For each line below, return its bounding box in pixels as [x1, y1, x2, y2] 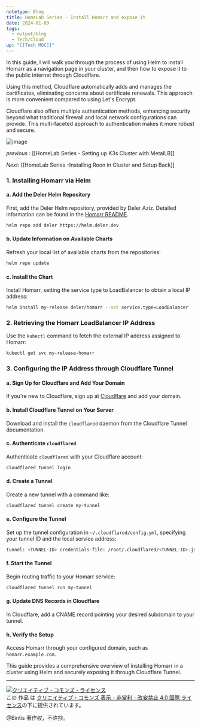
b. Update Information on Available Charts [6, 235, 113, 243]
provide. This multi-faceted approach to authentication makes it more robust [6, 120, 194, 127]
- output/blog [11, 31, 47, 37]
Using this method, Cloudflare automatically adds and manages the [6, 83, 172, 90]
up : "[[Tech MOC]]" [6, 43, 55, 49]
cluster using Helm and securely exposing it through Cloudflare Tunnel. [6, 669, 181, 676]
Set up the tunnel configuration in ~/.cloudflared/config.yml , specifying [6, 529, 186, 536]
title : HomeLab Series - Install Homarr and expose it [6, 14, 146, 20]
